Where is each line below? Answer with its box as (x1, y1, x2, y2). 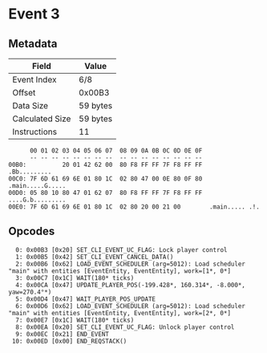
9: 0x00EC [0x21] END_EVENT (15, 330, 110, 338)
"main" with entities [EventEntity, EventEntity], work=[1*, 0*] (8, 266, 231, 275)
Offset (12, 87, 36, 98)
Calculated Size (12, 113, 71, 124)
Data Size (12, 100, 49, 111)
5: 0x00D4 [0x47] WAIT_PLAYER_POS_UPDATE (15, 294, 156, 303)
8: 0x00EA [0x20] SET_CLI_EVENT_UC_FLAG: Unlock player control (15, 323, 235, 331)
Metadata (8, 37, 58, 51)
